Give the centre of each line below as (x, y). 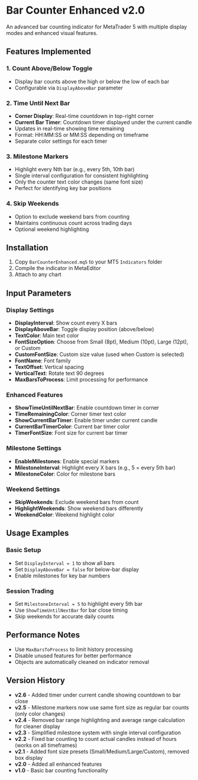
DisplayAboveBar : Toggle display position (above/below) (85, 329)
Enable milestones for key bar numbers (62, 576)
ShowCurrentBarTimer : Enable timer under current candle (86, 421)
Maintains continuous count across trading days (73, 223)
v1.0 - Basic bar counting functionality (61, 770)
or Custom (27, 348)
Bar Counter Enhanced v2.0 (76, 10)
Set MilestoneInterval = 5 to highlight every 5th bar (79, 604)
